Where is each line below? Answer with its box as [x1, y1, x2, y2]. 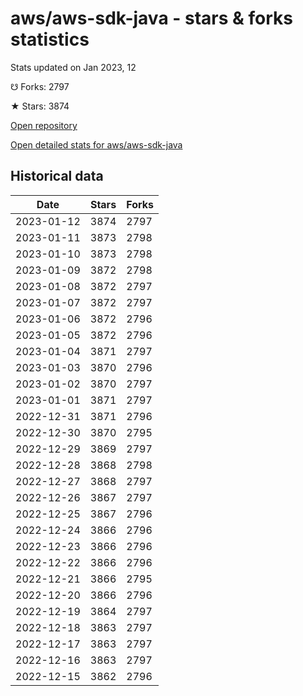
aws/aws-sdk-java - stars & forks [10, 7, 293, 30]
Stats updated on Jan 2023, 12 [10, 61, 137, 73]
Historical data [10, 168, 104, 185]
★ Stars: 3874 [10, 100, 70, 112]
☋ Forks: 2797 [10, 80, 70, 92]
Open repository [10, 119, 78, 131]
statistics [10, 28, 90, 51]
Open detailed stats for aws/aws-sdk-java [10, 138, 183, 151]
